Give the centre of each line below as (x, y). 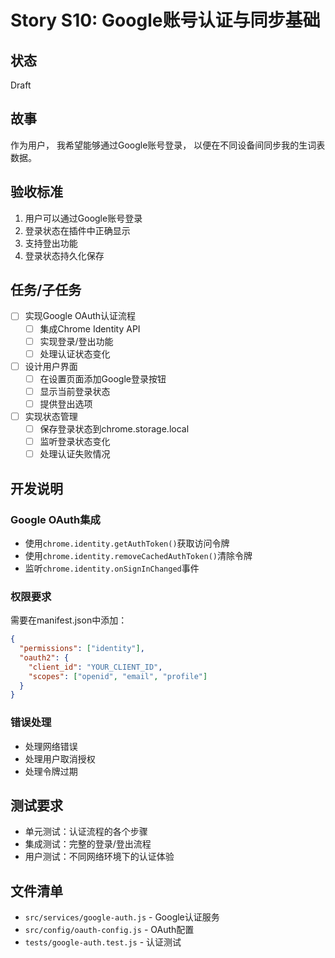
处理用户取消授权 (60, 758)
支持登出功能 (51, 243)
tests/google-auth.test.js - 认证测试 (103, 942)
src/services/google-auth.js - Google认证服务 (122, 917)
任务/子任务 (46, 290)
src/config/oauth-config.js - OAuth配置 (109, 930)
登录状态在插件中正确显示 (77, 230)
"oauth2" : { (44, 657)
